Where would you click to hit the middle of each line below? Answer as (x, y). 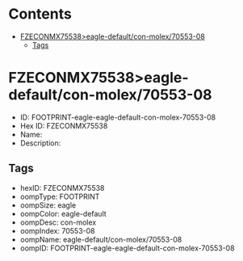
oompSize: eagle (48, 205)
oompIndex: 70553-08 (57, 230)
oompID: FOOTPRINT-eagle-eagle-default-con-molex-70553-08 (128, 248)
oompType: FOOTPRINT (60, 196)
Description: (40, 143)
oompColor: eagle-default (63, 213)
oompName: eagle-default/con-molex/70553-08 (101, 239)
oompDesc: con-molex (58, 222)
